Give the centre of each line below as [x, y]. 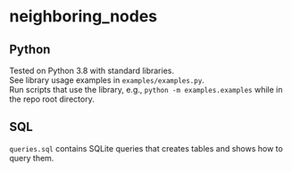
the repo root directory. [52, 99]
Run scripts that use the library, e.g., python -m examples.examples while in [146, 90]
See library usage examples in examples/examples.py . [107, 80]
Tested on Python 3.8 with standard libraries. [92, 70]
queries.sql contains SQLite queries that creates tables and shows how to [146, 148]
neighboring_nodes [83, 16]
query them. [32, 158]
